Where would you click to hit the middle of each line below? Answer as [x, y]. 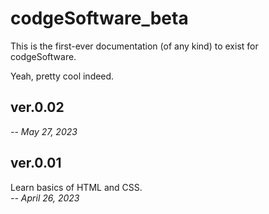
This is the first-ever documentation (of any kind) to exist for [134, 46]
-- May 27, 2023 [44, 131]
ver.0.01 [36, 163]
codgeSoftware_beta [99, 18]
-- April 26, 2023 [45, 198]
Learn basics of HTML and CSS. [76, 187]
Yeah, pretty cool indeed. [62, 76]
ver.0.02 [37, 107]
